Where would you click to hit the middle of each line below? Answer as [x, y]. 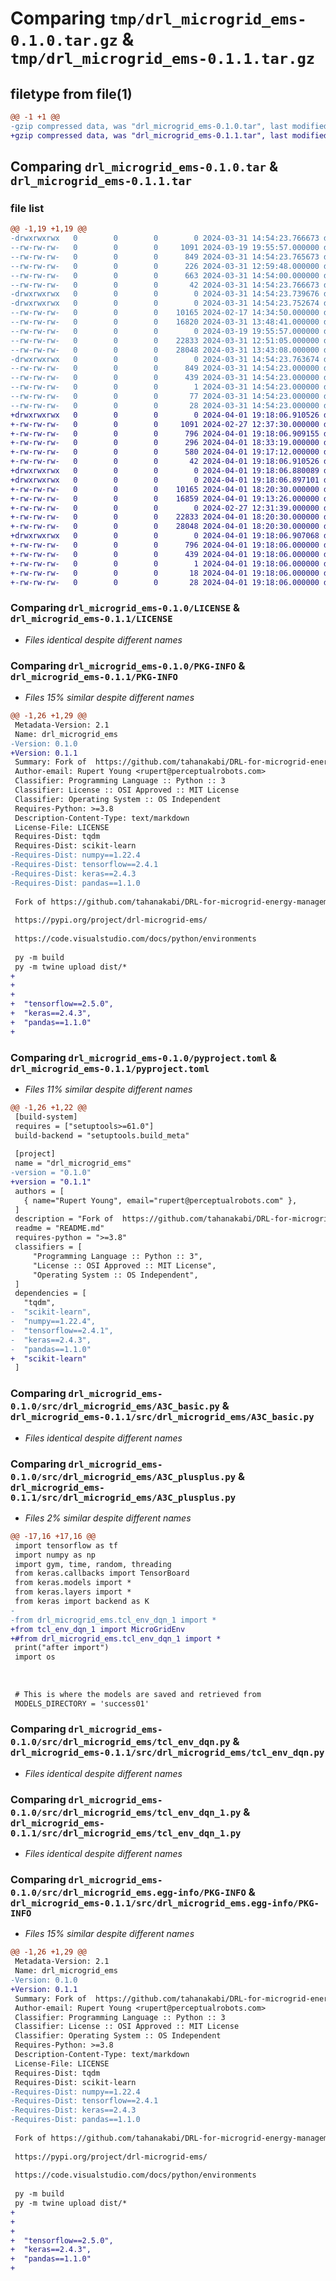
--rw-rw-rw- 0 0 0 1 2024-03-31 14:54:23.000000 [165, 387]
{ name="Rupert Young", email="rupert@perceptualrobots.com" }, [160, 1200]
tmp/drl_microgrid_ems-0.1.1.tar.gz [163, 59]
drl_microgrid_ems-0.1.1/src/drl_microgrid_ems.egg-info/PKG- [165, 1903]
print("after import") [62, 1648]
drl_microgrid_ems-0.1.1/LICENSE [91, 619]
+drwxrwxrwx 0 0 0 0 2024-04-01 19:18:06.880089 [165, 471]
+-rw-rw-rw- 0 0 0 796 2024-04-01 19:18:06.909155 [165, 433]
